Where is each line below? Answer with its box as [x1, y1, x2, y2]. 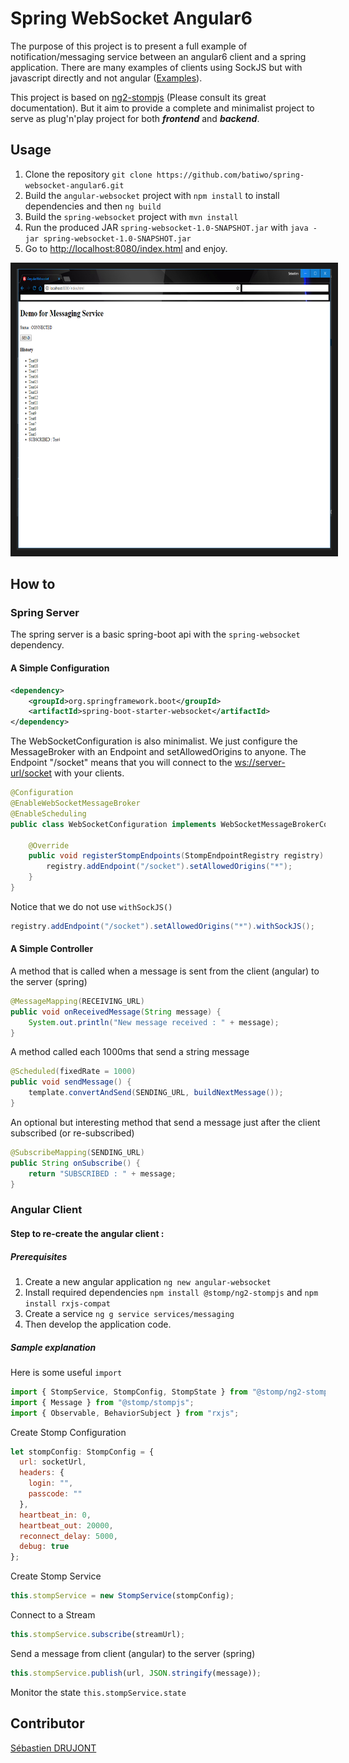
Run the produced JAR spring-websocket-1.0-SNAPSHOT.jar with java [24, 221, 309, 233]
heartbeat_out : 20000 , [19, 1520, 114, 1531]
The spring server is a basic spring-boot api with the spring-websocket [10, 628, 301, 641]
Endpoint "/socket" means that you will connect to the [10, 757, 233, 769]
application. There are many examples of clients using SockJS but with [10, 61, 303, 73]
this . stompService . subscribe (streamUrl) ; [10, 1630, 186, 1640]
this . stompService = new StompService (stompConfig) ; [10, 1591, 235, 1601]
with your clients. [54, 767, 125, 779]
